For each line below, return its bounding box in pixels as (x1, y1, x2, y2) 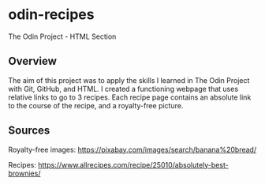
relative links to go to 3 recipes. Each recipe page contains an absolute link (8, 92, 252, 102)
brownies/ (8, 168, 41, 178)
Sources (8, 124, 50, 138)
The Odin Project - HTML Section (8, 32, 117, 41)
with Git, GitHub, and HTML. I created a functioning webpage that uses (8, 84, 239, 93)
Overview (8, 55, 58, 68)
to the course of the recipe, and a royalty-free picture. (8, 100, 184, 110)
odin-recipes (8, 6, 95, 24)
